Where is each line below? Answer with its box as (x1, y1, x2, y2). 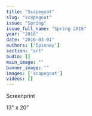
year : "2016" (6, 31, 39, 37)
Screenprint (6, 93, 35, 100)
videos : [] (6, 76, 33, 82)
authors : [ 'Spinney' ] (6, 43, 60, 49)
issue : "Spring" (6, 20, 47, 26)
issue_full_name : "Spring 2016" (6, 25, 87, 32)
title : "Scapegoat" (6, 8, 55, 15)
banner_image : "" (6, 64, 50, 71)
